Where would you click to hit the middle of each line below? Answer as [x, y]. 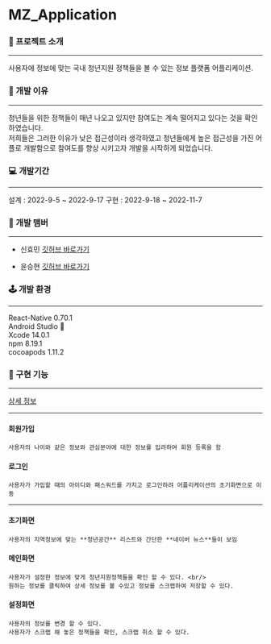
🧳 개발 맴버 [28, 223]
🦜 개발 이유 [28, 91]
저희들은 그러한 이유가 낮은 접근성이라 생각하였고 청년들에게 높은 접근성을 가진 [131, 138]
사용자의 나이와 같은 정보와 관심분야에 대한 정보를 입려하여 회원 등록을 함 [115, 448]
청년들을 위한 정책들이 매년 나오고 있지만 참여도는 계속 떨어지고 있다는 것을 [126, 118]
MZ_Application [63, 15]
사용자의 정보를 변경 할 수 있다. [55, 623]
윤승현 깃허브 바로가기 [55, 267]
